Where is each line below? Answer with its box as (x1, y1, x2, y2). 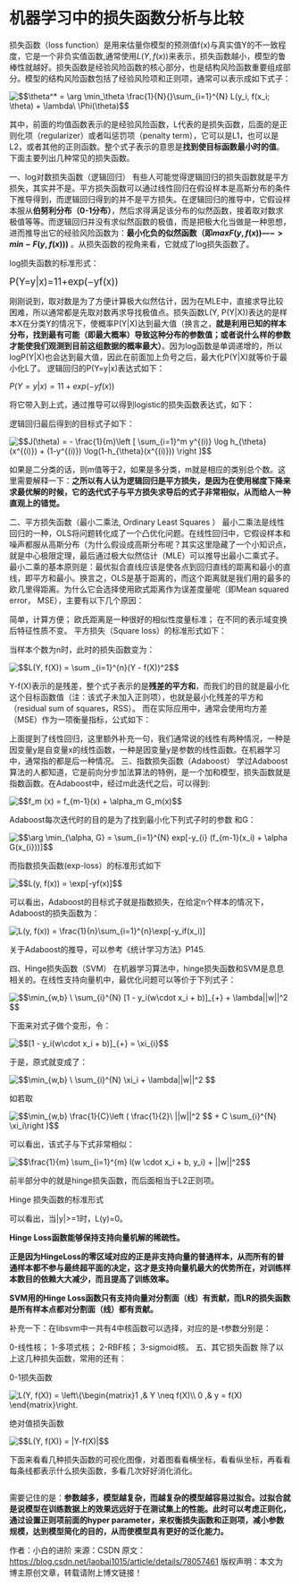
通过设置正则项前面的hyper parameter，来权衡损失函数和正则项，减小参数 (9, 1514, 284, 1525)
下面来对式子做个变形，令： (9, 1019, 112, 1030)
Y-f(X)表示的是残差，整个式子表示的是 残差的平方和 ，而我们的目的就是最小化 (9, 680, 290, 691)
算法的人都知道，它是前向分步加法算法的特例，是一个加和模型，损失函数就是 (9, 766, 291, 777)
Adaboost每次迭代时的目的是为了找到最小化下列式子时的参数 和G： (9, 814, 256, 824)
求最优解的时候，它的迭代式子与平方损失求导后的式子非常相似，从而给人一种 (9, 486, 291, 497)
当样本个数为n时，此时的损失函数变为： (9, 644, 155, 654)
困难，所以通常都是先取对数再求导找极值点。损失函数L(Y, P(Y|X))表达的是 (9, 306, 279, 318)
